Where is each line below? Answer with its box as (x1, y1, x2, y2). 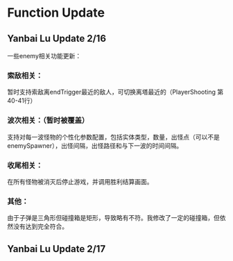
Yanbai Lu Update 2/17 (7, 243, 106, 255)
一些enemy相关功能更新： (7, 52, 82, 60)
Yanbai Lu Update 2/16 (7, 33, 106, 44)
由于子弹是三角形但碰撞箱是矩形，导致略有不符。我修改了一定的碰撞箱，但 (7, 214, 220, 222)
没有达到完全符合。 (12, 222, 68, 230)
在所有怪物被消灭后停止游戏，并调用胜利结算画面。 (7, 177, 153, 185)
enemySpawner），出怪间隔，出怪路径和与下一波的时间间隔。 (7, 141, 183, 150)
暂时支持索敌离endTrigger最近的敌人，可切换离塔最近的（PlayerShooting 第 (7, 88, 224, 96)
